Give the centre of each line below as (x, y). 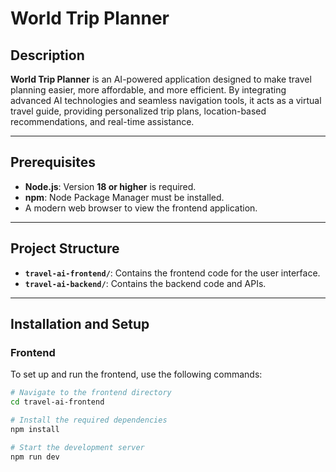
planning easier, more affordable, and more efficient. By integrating (148, 90)
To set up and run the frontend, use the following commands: (136, 374)
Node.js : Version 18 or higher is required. (110, 186)
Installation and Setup (80, 324)
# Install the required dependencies (89, 420)
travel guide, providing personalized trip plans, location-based (138, 111)
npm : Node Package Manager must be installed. (124, 197)
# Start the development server (77, 447)
